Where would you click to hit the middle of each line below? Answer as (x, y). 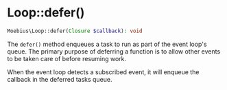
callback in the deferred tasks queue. (60, 79)
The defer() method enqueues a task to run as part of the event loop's (107, 44)
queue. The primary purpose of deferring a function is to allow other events (114, 51)
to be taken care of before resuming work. (67, 58)
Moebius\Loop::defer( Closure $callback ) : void (75, 31)
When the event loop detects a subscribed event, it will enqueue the (103, 72)
